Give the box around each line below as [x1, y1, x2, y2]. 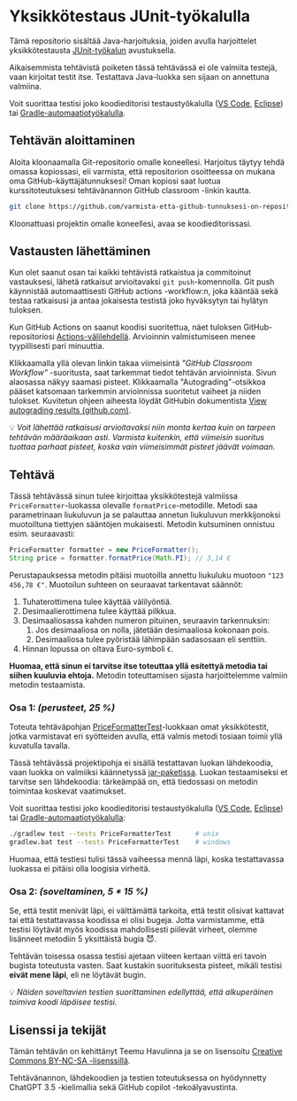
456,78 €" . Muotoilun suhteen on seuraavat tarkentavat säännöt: [9, 579, 244, 590]
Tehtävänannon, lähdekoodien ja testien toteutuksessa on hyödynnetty [9, 1073, 267, 1083]
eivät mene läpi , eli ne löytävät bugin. [9, 970, 147, 981]
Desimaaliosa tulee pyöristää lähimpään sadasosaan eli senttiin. [34, 634, 267, 644]
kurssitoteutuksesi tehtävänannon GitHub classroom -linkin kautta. [9, 184, 252, 196]
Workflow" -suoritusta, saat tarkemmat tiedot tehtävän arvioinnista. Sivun [9, 368, 277, 378]
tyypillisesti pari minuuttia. [9, 341, 104, 352]
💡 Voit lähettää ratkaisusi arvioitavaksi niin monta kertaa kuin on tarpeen [9, 423, 276, 433]
